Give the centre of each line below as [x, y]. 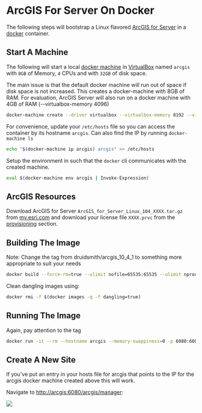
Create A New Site [41, 360]
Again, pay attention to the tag [44, 330]
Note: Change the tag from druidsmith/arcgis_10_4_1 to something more [94, 257]
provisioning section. [32, 224]
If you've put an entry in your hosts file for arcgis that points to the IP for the [100, 374]
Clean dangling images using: [43, 286]
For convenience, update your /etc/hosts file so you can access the [91, 126]
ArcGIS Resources [41, 197]
